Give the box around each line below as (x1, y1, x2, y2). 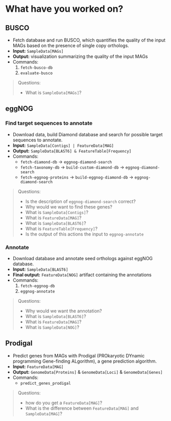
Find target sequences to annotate (5, 120, 93, 127)
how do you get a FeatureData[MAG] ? (25, 399, 103, 406)
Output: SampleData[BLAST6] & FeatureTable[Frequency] (12, 148, 132, 154)
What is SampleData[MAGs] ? (25, 90, 82, 95)
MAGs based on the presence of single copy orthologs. (12, 43, 129, 49)
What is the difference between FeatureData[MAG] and (25, 405, 139, 411)
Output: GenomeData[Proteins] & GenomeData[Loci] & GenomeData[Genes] (12, 369, 163, 375)
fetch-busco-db (20, 65, 53, 70)
